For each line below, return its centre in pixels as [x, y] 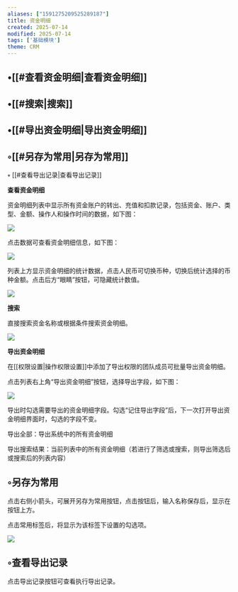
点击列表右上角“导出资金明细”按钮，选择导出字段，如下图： [94, 381]
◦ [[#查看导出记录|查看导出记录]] [55, 175]
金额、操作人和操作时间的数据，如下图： [79, 214]
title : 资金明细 [29, 21]
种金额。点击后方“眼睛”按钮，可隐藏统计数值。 [75, 279]
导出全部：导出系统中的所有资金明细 [60, 434]
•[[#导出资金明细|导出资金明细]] [77, 130]
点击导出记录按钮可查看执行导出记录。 [63, 581]
